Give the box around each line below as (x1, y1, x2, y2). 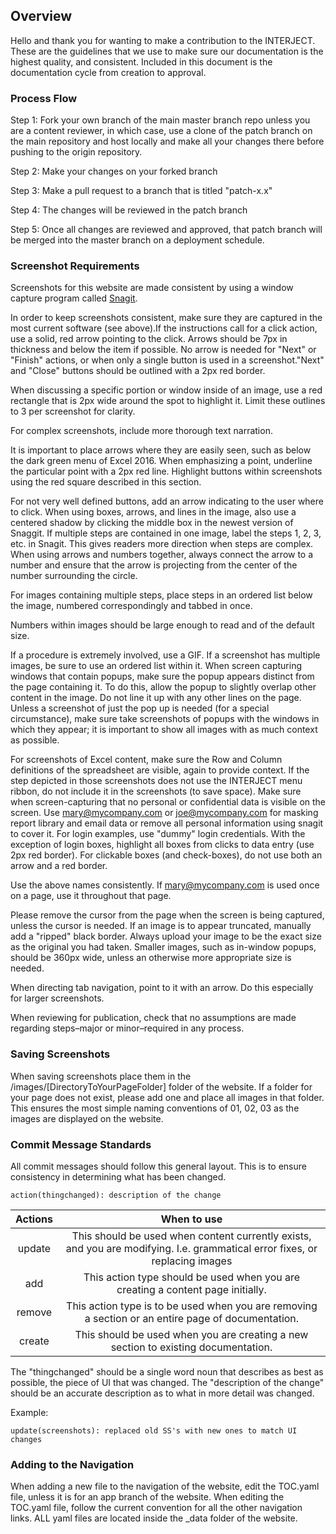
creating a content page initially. (116, 1283, 267, 1296)
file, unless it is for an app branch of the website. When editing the (10, 1491, 285, 1503)
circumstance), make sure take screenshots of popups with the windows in (10, 713, 320, 725)
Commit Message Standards (10, 1137, 152, 1151)
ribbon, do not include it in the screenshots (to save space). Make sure (10, 785, 302, 798)
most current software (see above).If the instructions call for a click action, (10, 322, 318, 334)
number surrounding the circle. (10, 570, 138, 582)
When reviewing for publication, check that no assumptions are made (10, 1012, 297, 1024)
